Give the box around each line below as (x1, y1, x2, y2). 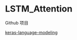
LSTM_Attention (5, 3, 73, 14)
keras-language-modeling (5, 29, 58, 35)
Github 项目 (5, 20, 28, 26)
